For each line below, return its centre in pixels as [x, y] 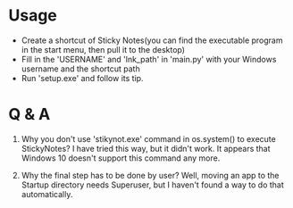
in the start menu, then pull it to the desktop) [103, 49]
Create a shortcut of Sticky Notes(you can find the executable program [152, 40]
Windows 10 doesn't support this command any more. [121, 158]
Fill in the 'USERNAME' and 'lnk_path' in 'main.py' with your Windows [149, 59]
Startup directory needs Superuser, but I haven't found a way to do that [153, 185]
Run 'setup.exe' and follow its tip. [82, 78]
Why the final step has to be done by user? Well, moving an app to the [150, 175]
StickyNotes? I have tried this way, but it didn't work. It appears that [146, 148]
